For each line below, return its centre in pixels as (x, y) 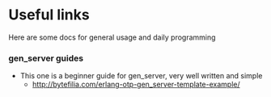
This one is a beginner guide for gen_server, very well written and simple (141, 76)
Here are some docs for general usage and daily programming (112, 37)
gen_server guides (46, 58)
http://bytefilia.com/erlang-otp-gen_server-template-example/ (136, 84)
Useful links (49, 15)
